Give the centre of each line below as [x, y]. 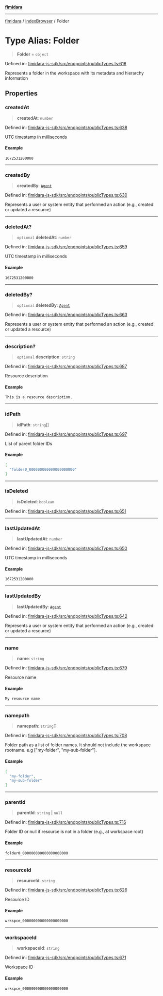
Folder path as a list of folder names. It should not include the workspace [78, 745]
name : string [31, 658]
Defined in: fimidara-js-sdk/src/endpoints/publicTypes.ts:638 [66, 127]
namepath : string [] [37, 726]
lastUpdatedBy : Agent [39, 607]
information [16, 78]
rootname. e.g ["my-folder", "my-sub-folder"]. [51, 750]
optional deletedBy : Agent [43, 305]
